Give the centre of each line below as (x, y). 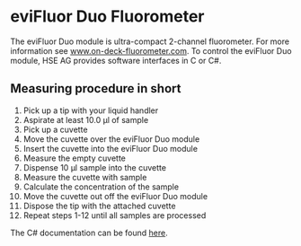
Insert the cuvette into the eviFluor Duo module (111, 148)
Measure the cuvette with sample (85, 177)
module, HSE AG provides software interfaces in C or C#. (116, 60)
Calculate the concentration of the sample (101, 187)
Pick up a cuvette (55, 129)
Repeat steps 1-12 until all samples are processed (115, 215)
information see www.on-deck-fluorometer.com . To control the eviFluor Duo (151, 50)
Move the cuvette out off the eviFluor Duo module (115, 196)
